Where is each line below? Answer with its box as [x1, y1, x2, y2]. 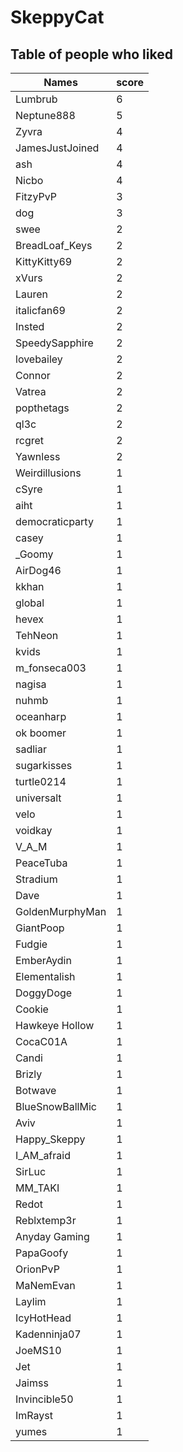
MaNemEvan [15, 1279, 76, 1292]
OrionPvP [15, 1262, 60, 1276]
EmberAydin [15, 954, 72, 967]
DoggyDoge [15, 986, 73, 1000]
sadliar [15, 742, 47, 756]
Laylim [15, 1295, 47, 1308]
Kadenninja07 [15, 1327, 82, 1341]
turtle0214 [15, 775, 67, 788]
